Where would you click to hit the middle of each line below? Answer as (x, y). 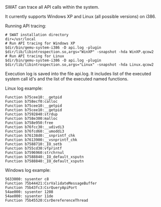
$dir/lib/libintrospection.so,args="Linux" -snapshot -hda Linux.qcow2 (79, 65)
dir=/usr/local (20, 39)
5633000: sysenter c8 (27, 179)
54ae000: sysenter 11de (29, 196)
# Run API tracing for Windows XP (40, 43)
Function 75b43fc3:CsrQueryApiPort (41, 188)
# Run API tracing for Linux (35, 56)
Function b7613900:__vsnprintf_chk (41, 140)
